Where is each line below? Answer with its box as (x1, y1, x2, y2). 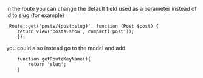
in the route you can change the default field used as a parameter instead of (6, 5, 197, 12)
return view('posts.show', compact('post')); (17, 28, 135, 34)
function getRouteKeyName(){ (17, 56, 91, 62)
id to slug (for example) (6, 11, 65, 19)
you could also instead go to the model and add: (6, 45, 127, 51)
